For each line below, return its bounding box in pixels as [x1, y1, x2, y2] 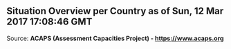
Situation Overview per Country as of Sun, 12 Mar [6, 5, 224, 17]
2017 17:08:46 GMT [6, 16, 93, 28]
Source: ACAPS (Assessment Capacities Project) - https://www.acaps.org [6, 34, 224, 42]
